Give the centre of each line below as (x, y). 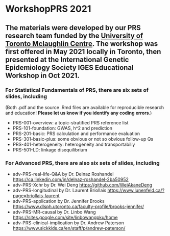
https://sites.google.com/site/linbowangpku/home (65, 218)
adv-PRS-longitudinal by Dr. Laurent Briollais (59, 190)
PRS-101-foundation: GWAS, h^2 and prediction (63, 128)
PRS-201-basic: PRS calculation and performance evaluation (76, 134)
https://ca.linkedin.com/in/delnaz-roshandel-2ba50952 (71, 179)
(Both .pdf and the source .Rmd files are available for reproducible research (85, 107)
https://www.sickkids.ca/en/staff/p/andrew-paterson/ (69, 228)
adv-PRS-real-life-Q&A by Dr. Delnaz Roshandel (63, 174)
